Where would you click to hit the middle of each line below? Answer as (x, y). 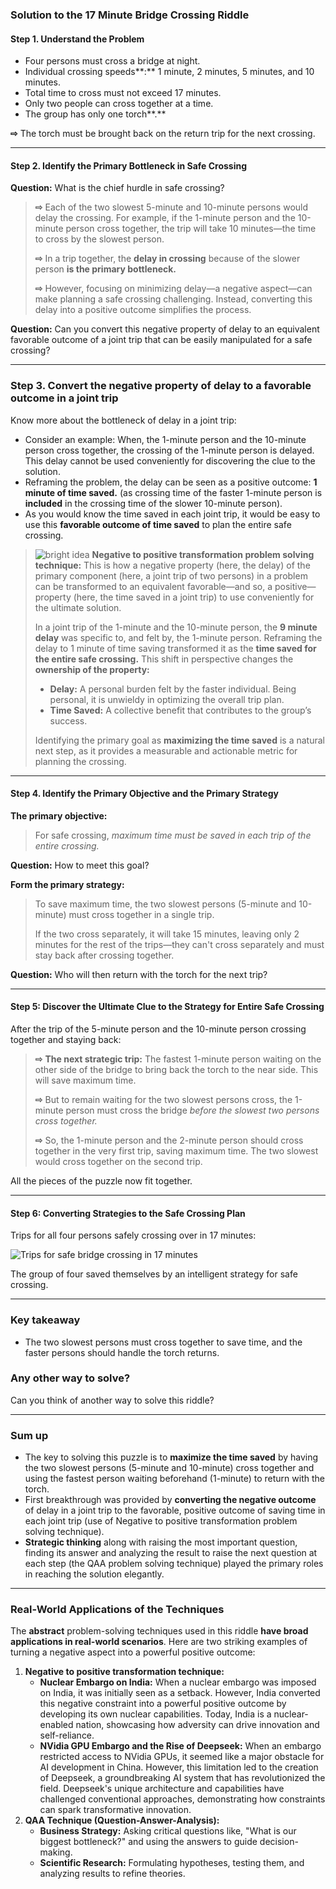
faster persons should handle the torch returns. (122, 1352)
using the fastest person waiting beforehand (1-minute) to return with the (174, 1479)
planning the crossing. (80, 761)
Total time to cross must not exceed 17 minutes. (123, 93)
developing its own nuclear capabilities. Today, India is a (155, 1714)
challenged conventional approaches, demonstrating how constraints (182, 1799)
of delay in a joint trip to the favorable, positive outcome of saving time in (175, 1510)
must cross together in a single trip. (141, 914)
